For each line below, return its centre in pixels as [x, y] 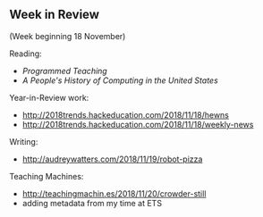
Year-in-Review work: [49, 97]
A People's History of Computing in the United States [120, 80]
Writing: [24, 141]
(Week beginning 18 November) [68, 36]
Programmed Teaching [64, 71]
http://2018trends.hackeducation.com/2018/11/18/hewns [126, 114]
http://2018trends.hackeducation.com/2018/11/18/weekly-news [138, 124]
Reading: [25, 54]
